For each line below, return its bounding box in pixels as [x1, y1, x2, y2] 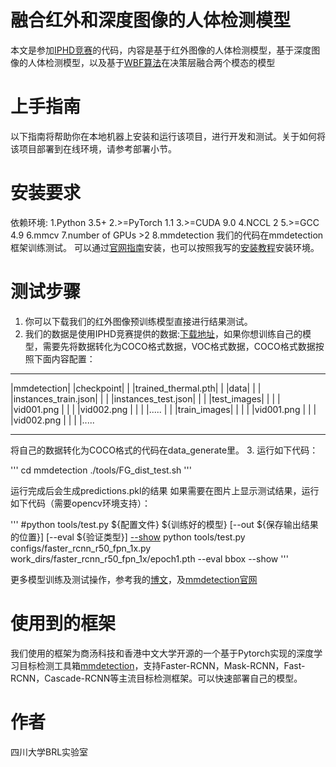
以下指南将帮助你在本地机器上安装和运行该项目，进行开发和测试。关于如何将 [10, 130, 326, 142]
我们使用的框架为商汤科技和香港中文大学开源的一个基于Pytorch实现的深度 [10, 647, 315, 659]
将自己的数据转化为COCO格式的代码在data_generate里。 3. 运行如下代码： [10, 444, 319, 456]
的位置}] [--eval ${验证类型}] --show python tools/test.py [10, 531, 246, 543]
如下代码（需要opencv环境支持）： [10, 497, 151, 509]
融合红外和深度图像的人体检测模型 [10, 9, 292, 32]
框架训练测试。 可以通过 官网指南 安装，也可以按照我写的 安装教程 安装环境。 [10, 241, 320, 253]
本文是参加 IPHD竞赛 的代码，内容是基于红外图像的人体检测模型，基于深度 [10, 44, 312, 56]
